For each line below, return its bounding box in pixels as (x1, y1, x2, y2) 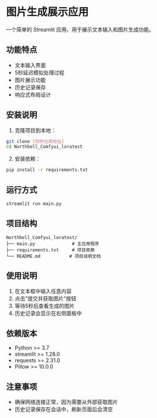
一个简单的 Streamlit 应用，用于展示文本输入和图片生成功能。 (6, 26, 155, 33)
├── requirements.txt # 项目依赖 (6, 247, 95, 253)
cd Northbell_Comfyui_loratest (6, 144, 83, 150)
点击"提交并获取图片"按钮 (14, 295, 76, 302)
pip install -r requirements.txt (6, 167, 88, 173)
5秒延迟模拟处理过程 (14, 69, 65, 76)
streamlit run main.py (6, 201, 62, 207)
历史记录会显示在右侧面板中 (14, 310, 82, 317)
